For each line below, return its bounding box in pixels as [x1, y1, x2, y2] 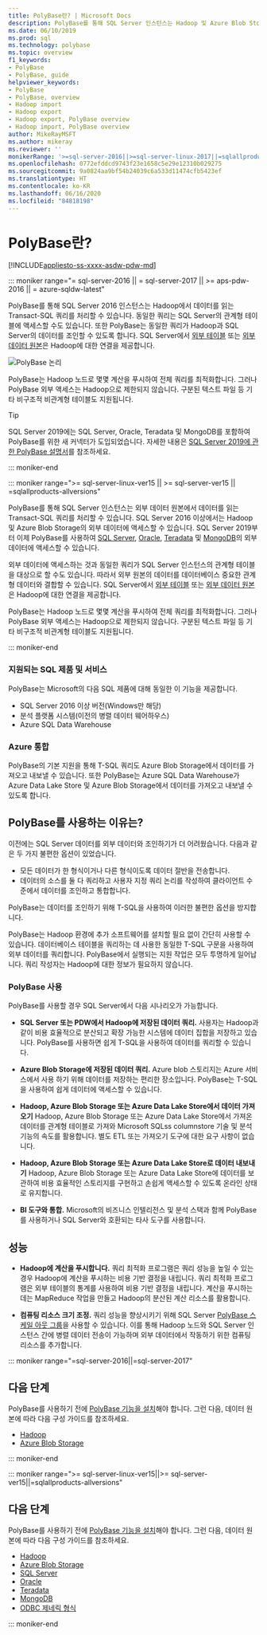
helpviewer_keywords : [8, 78, 80, 86]
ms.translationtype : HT [8, 175, 87, 183]
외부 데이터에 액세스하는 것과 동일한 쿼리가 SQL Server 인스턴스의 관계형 [8, 560, 234, 570]
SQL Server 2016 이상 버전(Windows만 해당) [19, 701, 161, 710]
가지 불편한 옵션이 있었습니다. [25, 848, 117, 858]
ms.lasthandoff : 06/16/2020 [8, 189, 102, 198]
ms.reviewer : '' [8, 145, 62, 153]
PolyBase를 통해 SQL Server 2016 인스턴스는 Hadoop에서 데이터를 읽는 [8, 301, 234, 311]
